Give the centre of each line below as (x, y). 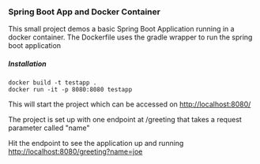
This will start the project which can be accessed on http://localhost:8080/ (130, 104)
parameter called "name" (49, 128)
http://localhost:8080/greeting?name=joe (75, 151)
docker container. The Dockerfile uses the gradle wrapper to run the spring (130, 37)
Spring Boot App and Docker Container (84, 12)
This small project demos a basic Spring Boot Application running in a (121, 29)
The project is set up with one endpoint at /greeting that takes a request (125, 120)
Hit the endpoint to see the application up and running (96, 143)
